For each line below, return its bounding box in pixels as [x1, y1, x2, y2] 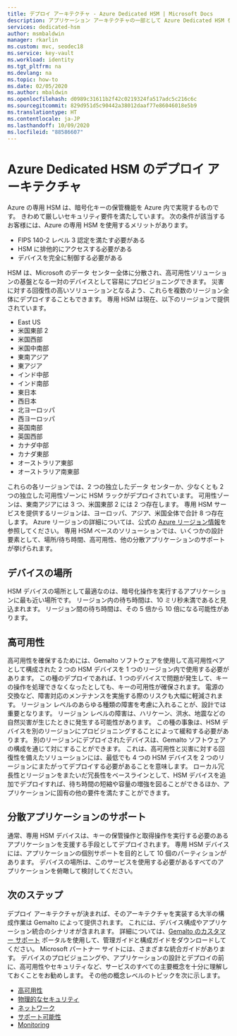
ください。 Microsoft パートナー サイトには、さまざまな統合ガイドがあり [7, 944, 220, 953]
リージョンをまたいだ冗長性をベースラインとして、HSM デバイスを [25, 771, 220, 779]
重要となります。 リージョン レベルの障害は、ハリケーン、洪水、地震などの [7, 709, 226, 717]
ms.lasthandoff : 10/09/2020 [7, 121, 90, 129]
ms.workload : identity [7, 56, 74, 64]
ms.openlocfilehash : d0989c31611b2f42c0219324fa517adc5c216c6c [7, 96, 197, 103]
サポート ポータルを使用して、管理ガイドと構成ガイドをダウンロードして [15, 936, 227, 944]
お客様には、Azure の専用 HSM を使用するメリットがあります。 [7, 221, 192, 229]
